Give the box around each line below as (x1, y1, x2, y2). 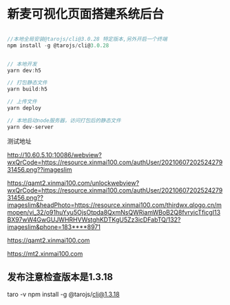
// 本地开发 (7, 60, 38, 68)
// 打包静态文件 (7, 79, 48, 86)
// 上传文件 (7, 98, 38, 106)
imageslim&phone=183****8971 (7, 222, 101, 231)
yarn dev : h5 (7, 67, 41, 74)
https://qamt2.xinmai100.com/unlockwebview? (7, 179, 140, 187)
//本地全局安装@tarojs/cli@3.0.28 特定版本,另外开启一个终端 (7, 35, 167, 42)
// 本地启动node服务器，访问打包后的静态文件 (7, 117, 122, 124)
